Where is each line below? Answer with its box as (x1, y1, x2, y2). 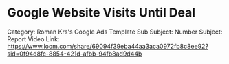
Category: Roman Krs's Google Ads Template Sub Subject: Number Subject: (7, 28, 223, 36)
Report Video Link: (7, 34, 60, 43)
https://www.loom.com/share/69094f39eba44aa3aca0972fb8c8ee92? (7, 42, 208, 50)
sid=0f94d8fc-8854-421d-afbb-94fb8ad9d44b (7, 50, 142, 58)
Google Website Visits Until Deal (7, 5, 196, 21)
